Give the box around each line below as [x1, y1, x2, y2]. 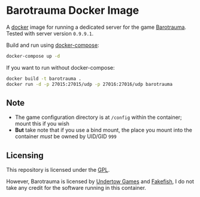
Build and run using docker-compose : [6, 41, 99, 49]
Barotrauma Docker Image [6, 4, 140, 17]
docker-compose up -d [6, 53, 60, 59]
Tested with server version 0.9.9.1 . [6, 29, 94, 37]
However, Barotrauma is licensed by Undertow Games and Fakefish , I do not [6, 178, 195, 185]
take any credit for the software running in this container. [6, 184, 147, 192]
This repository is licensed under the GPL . [6, 166, 110, 174]
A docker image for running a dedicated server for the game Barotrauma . [6, 23, 187, 31]
